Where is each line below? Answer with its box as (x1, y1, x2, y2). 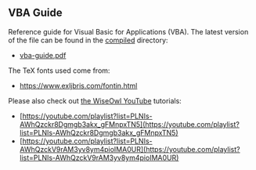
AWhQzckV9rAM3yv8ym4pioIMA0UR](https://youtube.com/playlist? (19, 144, 240, 154)
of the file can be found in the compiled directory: (8, 35, 168, 45)
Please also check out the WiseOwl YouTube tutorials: (8, 96, 182, 105)
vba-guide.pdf (19, 50, 67, 60)
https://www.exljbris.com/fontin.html (19, 81, 138, 90)
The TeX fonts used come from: (8, 66, 110, 75)
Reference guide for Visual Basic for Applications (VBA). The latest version (8, 27, 249, 36)
